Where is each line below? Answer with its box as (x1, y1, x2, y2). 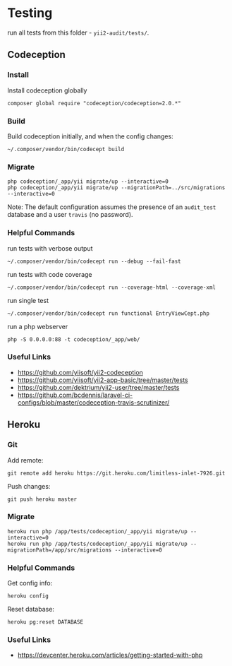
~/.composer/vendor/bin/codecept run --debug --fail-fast (7, 258, 181, 265)
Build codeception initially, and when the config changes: (7, 132, 174, 141)
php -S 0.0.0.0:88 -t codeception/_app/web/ (7, 335, 140, 343)
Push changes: (7, 482, 51, 490)
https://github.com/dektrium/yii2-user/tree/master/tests (17, 383, 180, 391)
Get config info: (7, 579, 53, 588)
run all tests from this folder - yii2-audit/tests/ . (7, 28, 149, 37)
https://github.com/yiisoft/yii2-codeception (17, 368, 143, 376)
